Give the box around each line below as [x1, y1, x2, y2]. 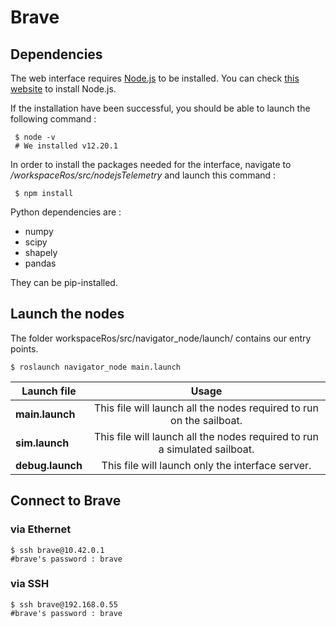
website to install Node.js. [10, 83, 117, 95]
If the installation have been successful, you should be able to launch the [10, 102, 311, 114]
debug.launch [15, 458, 83, 472]
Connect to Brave [10, 492, 122, 510]
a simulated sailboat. [158, 442, 255, 456]
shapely [24, 247, 58, 258]
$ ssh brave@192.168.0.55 [10, 599, 118, 610]
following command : [10, 113, 97, 125]
